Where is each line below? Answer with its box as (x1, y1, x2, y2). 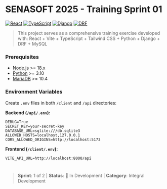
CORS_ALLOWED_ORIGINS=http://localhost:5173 (5, 137, 101, 142)
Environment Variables (5, 88, 63, 96)
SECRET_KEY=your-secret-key (5, 124, 65, 129)
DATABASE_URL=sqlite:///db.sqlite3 (5, 128, 80, 133)
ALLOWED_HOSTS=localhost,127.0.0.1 (5, 132, 80, 137)
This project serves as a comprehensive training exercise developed (17, 30, 160, 36)
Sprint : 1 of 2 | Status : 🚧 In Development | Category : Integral (17, 172, 145, 178)
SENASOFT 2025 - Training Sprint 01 (5, 4, 162, 15)
